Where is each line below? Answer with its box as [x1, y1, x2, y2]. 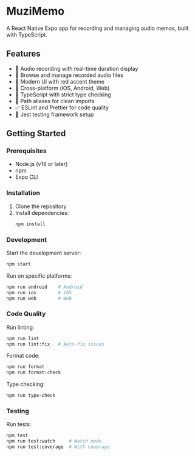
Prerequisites [6, 147, 47, 155]
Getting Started [6, 128, 66, 139]
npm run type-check [6, 393, 56, 399]
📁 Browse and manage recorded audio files [15, 71, 123, 79]
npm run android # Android [6, 284, 83, 290]
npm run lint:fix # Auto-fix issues [6, 341, 104, 347]
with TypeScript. [6, 31, 47, 38]
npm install [15, 221, 46, 227]
